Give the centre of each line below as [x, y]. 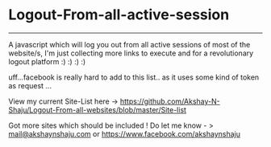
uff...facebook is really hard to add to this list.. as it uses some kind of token [134, 77]
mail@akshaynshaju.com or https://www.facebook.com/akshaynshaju [124, 133]
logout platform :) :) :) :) [47, 61]
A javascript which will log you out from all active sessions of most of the [129, 44]
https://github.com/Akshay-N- [170, 101]
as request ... [30, 85]
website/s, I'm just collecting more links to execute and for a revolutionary [131, 53]
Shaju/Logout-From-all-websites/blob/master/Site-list [98, 109]
